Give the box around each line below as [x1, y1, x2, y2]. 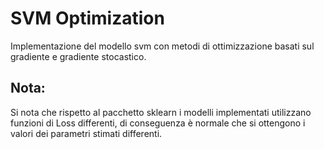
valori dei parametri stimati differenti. [10, 127, 163, 139]
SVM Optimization [10, 7, 165, 30]
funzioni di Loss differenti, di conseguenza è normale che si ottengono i [10, 117, 306, 129]
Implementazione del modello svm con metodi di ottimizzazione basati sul [10, 40, 315, 52]
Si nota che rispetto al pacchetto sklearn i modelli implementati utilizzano [10, 106, 312, 118]
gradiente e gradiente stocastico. [10, 50, 147, 62]
